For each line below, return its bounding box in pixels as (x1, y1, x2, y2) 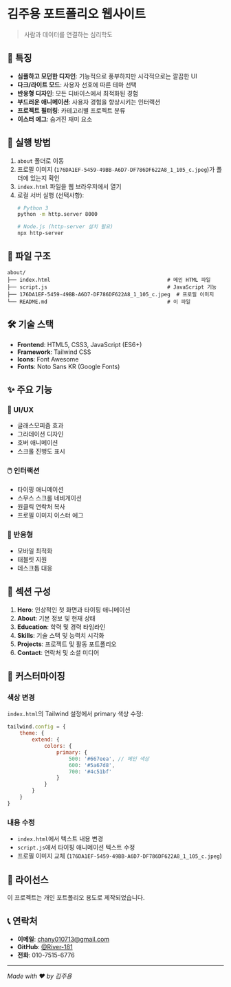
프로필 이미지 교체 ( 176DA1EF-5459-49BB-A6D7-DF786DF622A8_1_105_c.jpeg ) (16, 852, 222, 860)
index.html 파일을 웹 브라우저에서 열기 (16, 182, 122, 190)
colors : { (43, 743, 72, 750)
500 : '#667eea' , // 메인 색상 (68, 755, 150, 762)
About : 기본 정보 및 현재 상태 (16, 614, 96, 622)
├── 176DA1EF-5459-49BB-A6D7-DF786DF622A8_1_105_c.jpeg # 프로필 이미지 (7, 291, 214, 298)
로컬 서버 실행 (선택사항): (16, 190, 85, 199)
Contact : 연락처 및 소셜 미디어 (16, 648, 100, 656)
